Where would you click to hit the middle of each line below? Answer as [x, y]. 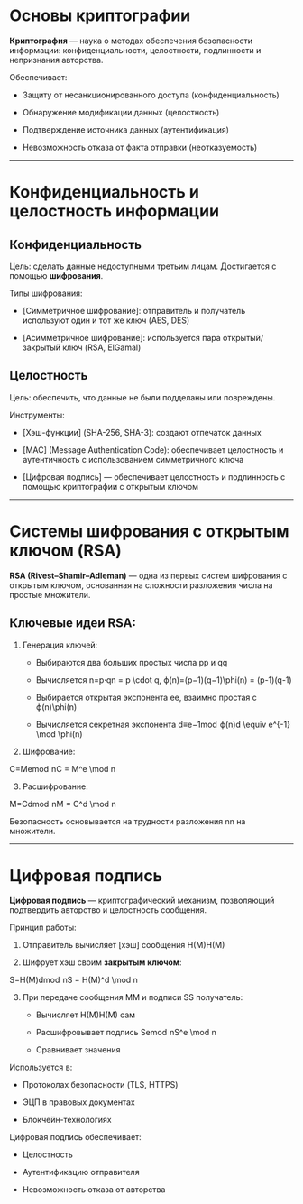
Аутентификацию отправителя [81, 1172]
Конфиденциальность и [105, 193]
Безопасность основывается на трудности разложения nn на [128, 821]
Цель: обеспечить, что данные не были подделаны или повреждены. [142, 397]
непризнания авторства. [56, 60]
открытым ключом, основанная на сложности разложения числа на [141, 585]
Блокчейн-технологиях [67, 1120]
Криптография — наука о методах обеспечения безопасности [131, 41]
